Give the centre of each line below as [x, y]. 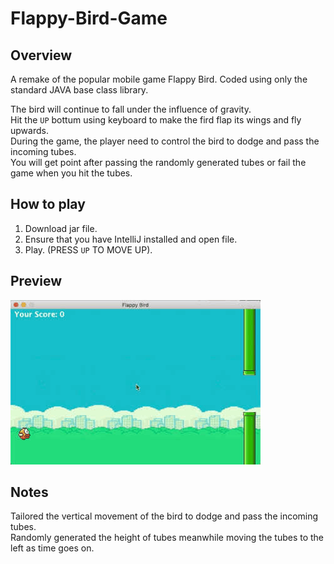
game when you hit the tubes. [71, 173]
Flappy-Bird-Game [89, 18]
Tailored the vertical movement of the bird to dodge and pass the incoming [164, 516]
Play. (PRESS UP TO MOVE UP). [88, 249]
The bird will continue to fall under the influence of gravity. [131, 109]
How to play [48, 204]
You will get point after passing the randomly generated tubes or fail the [158, 162]
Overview [41, 55]
